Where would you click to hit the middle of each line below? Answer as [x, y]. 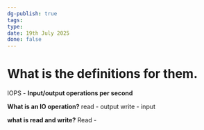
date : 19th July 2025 [39, 33]
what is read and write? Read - [52, 120]
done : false [24, 40]
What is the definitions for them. [102, 74]
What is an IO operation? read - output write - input [82, 107]
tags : [15, 20]
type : [15, 26]
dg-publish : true [32, 14]
